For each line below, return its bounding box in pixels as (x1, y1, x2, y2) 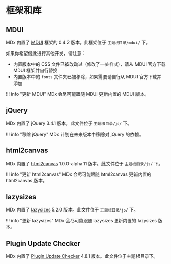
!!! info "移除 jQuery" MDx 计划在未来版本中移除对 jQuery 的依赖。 (6, 131, 144, 137)
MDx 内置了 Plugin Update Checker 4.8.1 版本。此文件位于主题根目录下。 (6, 253, 158, 259)
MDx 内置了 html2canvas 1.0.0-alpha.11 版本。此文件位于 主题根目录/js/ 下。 (6, 160, 163, 166)
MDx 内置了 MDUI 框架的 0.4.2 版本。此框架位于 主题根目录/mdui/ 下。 (6, 39, 150, 45)
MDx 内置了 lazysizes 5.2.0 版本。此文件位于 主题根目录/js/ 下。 (6, 207, 139, 213)
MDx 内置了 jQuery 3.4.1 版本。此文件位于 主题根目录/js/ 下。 (6, 120, 132, 126)
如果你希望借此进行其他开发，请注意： (6, 50, 86, 56)
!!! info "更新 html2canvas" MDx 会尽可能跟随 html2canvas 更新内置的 (6, 171, 152, 177)
